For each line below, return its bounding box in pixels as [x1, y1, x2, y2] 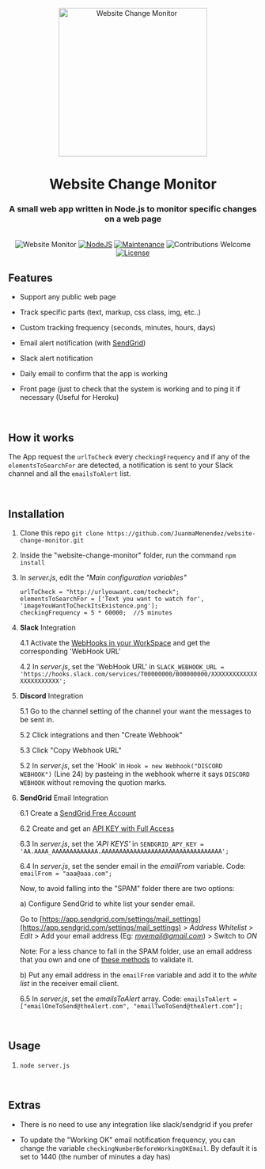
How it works [8, 431, 74, 444]
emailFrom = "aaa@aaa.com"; [19, 870, 112, 878]
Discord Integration [19, 691, 84, 700]
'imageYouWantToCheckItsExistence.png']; [19, 602, 158, 610]
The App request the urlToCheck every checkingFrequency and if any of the [8, 452, 251, 462]
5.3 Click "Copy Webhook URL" [19, 745, 122, 755]
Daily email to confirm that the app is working [19, 369, 168, 379]
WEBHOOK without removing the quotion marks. [19, 777, 167, 787]
